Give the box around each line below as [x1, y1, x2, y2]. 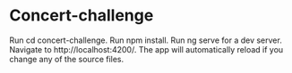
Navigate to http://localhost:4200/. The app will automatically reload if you [9, 44, 284, 54]
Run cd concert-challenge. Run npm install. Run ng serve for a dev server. [9, 35, 282, 45]
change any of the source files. [9, 53, 125, 64]
